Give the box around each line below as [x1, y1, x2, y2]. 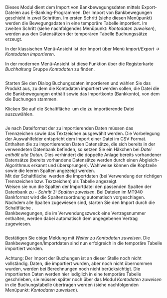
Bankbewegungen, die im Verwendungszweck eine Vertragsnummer [5, 210, 146, 216]
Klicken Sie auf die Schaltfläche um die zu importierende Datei [5, 106, 135, 111]
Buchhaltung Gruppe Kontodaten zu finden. [5, 66, 95, 72]
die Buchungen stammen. [5, 96, 58, 102]
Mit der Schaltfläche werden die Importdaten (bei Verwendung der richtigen [5, 173, 162, 179]
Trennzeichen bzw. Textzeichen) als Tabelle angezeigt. [5, 178, 118, 184]
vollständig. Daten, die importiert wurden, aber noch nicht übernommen [5, 260, 153, 266]
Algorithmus [5, 162, 30, 168]
